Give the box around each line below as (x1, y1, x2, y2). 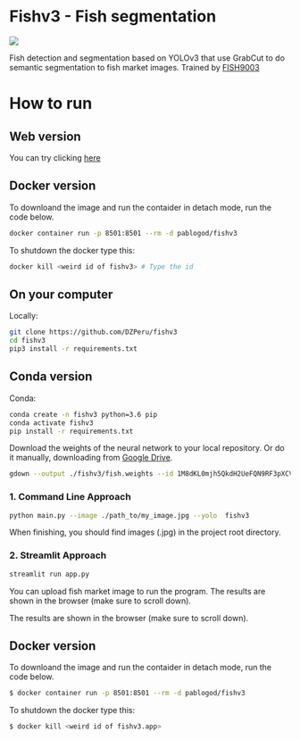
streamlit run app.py (9, 570, 90, 578)
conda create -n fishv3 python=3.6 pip (9, 410, 158, 419)
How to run (9, 94, 93, 113)
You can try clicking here (9, 152, 101, 162)
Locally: (9, 311, 38, 321)
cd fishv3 (9, 337, 46, 345)
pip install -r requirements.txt (9, 427, 134, 436)
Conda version (9, 369, 93, 385)
